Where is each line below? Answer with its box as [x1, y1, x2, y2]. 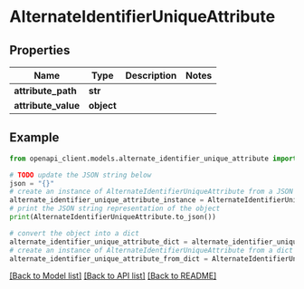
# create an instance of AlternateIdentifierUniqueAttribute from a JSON [9, 188, 294, 197]
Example [9, 130, 60, 146]
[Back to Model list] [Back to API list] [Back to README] [9, 270, 217, 282]
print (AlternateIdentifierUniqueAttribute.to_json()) [9, 213, 217, 222]
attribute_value [14, 100, 80, 111]
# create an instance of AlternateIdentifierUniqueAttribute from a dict [9, 246, 294, 255]
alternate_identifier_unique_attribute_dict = [9, 237, 188, 246]
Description [125, 70, 177, 82]
